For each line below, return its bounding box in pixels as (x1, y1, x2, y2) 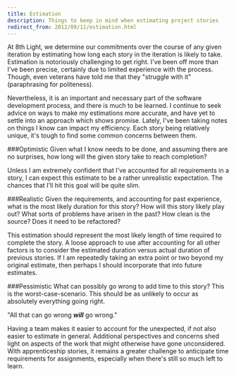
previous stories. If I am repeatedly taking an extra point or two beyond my (7, 253, 224, 262)
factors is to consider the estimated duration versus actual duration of (7, 246, 210, 255)
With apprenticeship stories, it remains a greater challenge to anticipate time (7, 347, 229, 356)
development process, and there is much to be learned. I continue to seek (7, 102, 222, 110)
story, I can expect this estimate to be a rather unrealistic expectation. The (7, 174, 223, 182)
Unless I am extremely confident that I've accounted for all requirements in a (7, 166, 230, 175)
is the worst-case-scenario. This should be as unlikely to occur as (7, 290, 199, 298)
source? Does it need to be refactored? (7, 217, 121, 226)
